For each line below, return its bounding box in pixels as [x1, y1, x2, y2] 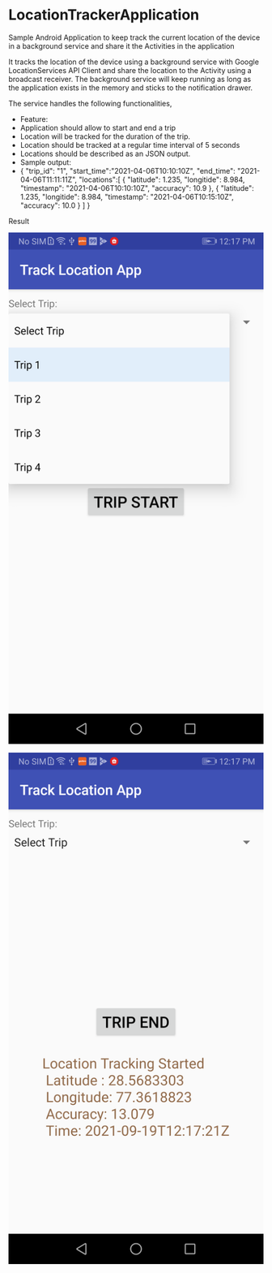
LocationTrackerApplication [8, 6, 200, 24]
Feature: [19, 114, 49, 123]
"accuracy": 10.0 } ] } [19, 201, 91, 210]
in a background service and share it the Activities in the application [8, 41, 235, 50]
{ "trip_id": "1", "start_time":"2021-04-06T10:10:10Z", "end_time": [19, 166, 236, 175]
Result [8, 216, 30, 226]
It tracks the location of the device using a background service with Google [8, 57, 259, 67]
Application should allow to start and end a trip [19, 123, 176, 132]
